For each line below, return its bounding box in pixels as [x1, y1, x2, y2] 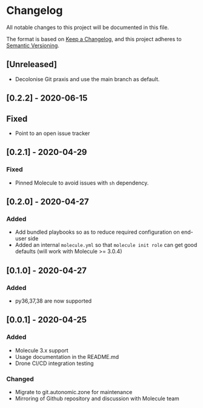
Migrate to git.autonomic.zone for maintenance [15, 389, 133, 395]
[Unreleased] [6, 59, 58, 70]
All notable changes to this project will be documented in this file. [6, 24, 170, 31]
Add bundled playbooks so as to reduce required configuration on [15, 228, 180, 236]
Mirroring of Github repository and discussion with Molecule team [15, 395, 180, 402]
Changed [6, 375, 35, 383]
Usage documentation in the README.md [15, 353, 119, 360]
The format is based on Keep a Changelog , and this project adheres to [6, 35, 182, 42]
